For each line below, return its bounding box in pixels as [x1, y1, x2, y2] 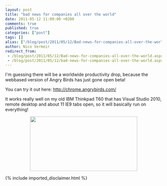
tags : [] [5, 35, 23, 40]
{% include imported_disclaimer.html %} [5, 175, 88, 181]
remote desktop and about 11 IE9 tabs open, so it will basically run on [5, 101, 147, 107]
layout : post [5, 7, 32, 12]
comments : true [5, 21, 37, 26]
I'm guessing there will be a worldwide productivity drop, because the [5, 71, 148, 77]
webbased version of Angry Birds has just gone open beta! [5, 77, 126, 83]
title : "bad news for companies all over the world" [5, 12, 117, 17]
